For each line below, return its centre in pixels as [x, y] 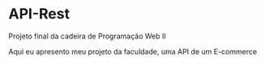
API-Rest [39, 14]
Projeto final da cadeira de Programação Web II [87, 36]
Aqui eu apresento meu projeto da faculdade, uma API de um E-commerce [133, 51]
